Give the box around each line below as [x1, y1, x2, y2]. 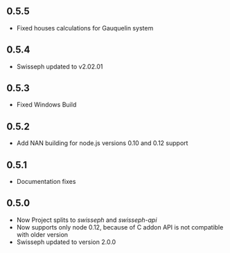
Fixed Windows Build [16, 100, 77, 109]
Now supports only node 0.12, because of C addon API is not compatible [16, 223, 224, 231]
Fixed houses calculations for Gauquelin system [16, 24, 154, 32]
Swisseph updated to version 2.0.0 [16, 238, 116, 246]
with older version [16, 230, 69, 238]
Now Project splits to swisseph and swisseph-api [16, 216, 157, 224]
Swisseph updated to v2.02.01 [16, 62, 103, 71]
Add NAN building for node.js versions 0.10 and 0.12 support [16, 139, 188, 147]
